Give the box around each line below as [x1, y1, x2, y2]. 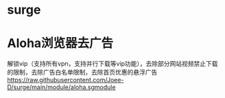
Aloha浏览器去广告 [7, 36, 114, 51]
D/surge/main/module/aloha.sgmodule [7, 83, 116, 91]
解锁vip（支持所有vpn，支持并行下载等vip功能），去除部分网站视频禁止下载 [7, 60, 218, 68]
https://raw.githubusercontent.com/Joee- [7, 76, 124, 84]
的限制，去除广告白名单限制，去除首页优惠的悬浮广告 [7, 68, 158, 77]
